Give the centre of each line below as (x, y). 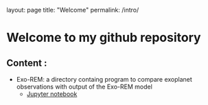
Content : (27, 63)
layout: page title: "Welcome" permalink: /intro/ (73, 10)
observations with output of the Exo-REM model (84, 86)
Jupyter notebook (52, 94)
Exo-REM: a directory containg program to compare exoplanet (104, 79)
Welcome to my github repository (104, 38)
